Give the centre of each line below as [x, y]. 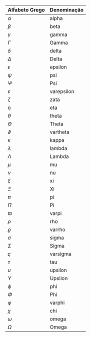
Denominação [67, 10]
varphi [57, 303]
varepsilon [62, 91]
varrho [58, 229]
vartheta [60, 132]
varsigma [60, 254]
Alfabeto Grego [26, 10]
